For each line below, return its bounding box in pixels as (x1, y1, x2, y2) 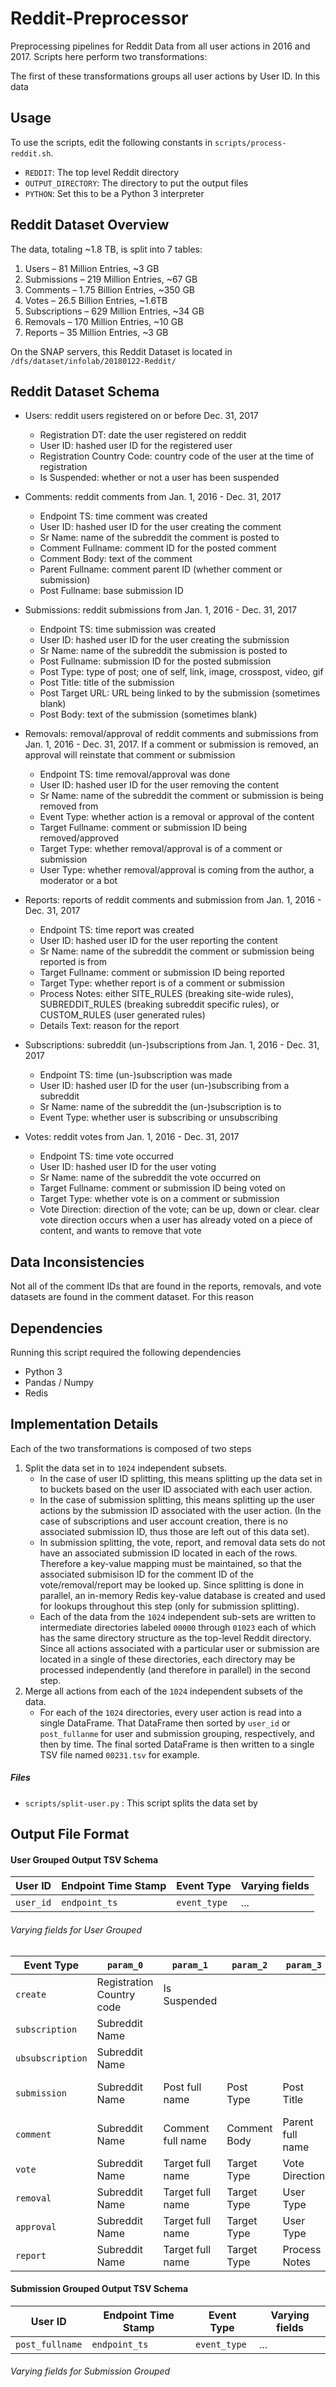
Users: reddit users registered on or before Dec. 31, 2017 (24, 410, 259, 422)
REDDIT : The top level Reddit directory (24, 166, 180, 178)
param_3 (285, 1959, 323, 1971)
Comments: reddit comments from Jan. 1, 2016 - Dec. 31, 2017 (24, 491, 282, 503)
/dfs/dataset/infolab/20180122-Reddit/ (10, 356, 177, 366)
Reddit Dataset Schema (10, 383, 160, 400)
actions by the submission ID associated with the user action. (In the (39, 1504, 322, 1516)
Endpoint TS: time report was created (39, 924, 195, 936)
